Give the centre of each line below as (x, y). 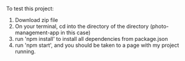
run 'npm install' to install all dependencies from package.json (91, 39)
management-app (37, 33)
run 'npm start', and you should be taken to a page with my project (97, 45)
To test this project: (30, 9)
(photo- (160, 26)
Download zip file (36, 20)
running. (25, 52)
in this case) (76, 33)
